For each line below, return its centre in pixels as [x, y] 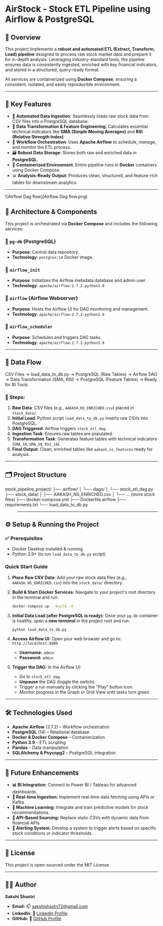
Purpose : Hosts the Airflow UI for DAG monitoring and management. [80, 309]
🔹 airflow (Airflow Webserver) [41, 298]
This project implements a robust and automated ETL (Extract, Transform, [80, 49]
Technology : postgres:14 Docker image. [53, 257]
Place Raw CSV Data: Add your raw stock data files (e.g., [69, 577]
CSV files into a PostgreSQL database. [50, 121]
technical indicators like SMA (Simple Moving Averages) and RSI [77, 131]
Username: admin [37, 652]
